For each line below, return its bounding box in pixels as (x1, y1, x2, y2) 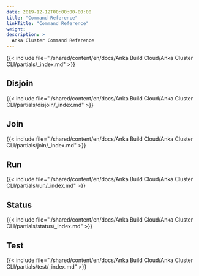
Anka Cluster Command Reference (12, 37, 95, 43)
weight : (6, 26, 26, 32)
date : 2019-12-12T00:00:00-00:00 (6, 9, 92, 15)
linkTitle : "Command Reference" (6, 20, 89, 26)
